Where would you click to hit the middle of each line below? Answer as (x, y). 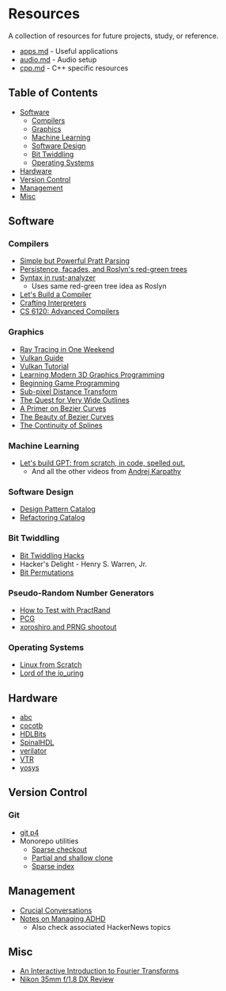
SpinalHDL (37, 743)
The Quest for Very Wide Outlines (75, 400)
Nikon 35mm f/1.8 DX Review (67, 979)
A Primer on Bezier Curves (63, 408)
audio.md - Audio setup (58, 59)
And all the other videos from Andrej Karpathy (106, 472)
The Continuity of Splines (61, 425)
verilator (33, 751)
